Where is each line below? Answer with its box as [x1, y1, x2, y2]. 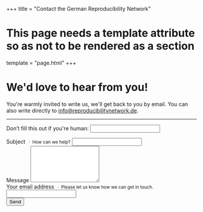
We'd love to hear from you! [6, 81, 148, 94]
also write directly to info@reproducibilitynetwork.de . [6, 107, 139, 114]
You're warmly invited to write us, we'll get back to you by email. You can [6, 100, 188, 108]
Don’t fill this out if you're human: [6, 124, 89, 132]
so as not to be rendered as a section [6, 39, 195, 53]
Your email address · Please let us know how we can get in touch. [6, 183, 154, 190]
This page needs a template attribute [6, 27, 195, 40]
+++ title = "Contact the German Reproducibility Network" [6, 5, 151, 12]
